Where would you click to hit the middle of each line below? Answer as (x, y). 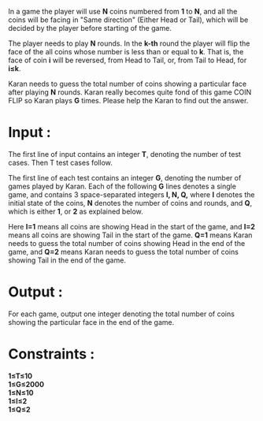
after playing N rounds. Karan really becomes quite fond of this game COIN (130, 92)
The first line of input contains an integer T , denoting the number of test (125, 154)
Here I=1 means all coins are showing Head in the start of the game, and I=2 (132, 226)
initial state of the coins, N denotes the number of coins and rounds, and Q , (130, 203)
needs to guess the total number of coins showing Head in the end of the (127, 243)
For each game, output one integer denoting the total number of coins (121, 314)
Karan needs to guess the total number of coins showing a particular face (127, 84)
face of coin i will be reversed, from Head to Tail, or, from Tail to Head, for (128, 60)
